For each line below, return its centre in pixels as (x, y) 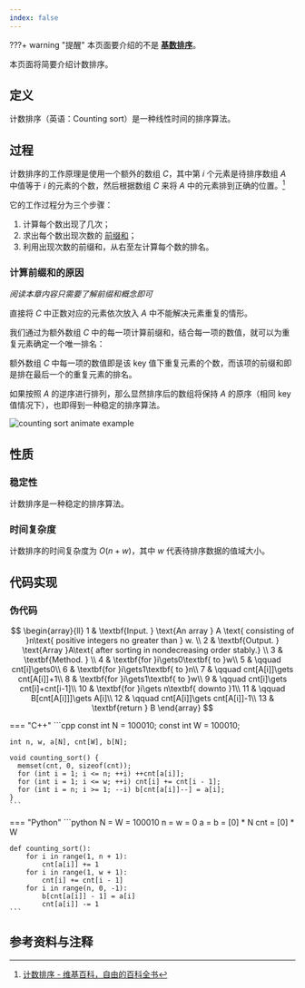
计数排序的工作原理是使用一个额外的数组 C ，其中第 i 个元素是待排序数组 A (148, 174)
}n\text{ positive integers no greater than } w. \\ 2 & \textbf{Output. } (152, 640)
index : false (34, 18)
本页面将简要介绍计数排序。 (61, 64)
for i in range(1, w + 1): (77, 872)
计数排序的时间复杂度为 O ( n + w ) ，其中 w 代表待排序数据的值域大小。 (140, 551)
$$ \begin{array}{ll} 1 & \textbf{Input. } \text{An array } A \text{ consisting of (152, 631)
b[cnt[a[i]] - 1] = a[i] (89, 896)
